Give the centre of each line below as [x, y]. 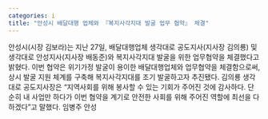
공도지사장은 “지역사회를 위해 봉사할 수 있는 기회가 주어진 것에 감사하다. [134, 87]
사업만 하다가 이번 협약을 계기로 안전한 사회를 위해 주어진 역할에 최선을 [142, 97]
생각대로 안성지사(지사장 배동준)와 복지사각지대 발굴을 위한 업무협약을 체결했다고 [134, 57]
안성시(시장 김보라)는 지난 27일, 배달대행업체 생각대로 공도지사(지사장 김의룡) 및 [133, 47]
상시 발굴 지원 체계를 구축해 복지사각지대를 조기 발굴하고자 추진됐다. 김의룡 [125, 77]
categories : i [32, 16]
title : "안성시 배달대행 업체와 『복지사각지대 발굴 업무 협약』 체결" [109, 23]
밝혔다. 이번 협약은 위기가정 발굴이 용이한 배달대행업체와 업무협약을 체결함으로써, [134, 67]
